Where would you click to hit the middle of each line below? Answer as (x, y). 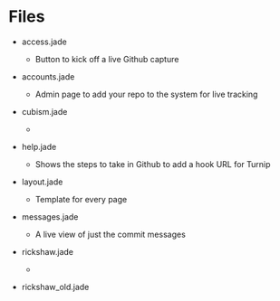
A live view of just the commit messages (111, 234)
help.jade (39, 146)
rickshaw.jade (48, 251)
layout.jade (42, 182)
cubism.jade (44, 111)
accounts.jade (48, 76)
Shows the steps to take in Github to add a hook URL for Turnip (153, 164)
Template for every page (81, 199)
